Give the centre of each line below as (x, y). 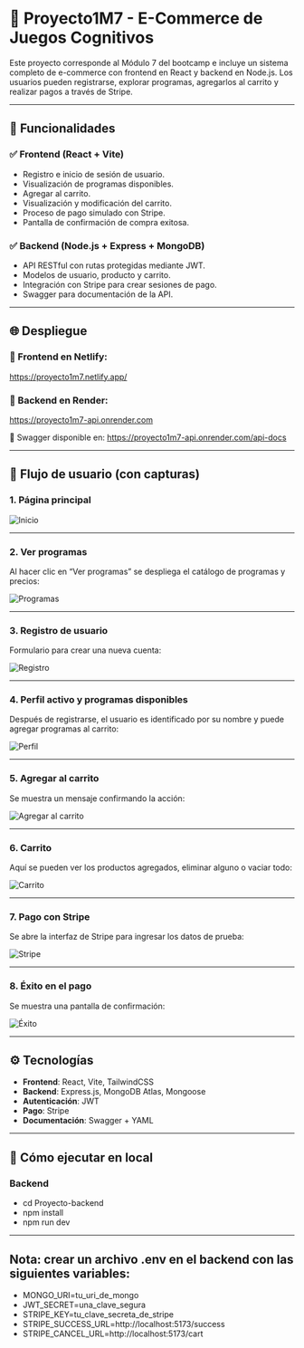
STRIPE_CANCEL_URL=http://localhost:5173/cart (113, 1334)
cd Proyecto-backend (63, 1203)
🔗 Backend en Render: (59, 400)
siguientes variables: (70, 1273)
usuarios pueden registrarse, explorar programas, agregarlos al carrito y (144, 81)
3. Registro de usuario (59, 630)
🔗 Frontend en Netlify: (59, 357)
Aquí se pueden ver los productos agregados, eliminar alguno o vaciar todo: (151, 867)
